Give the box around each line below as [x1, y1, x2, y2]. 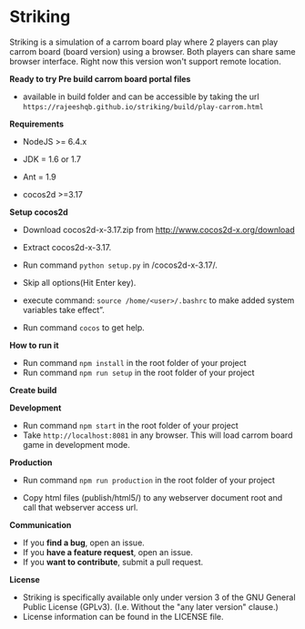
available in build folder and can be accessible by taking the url [22, 91, 259, 102]
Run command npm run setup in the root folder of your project [22, 367, 255, 378]
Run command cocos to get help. [22, 321, 146, 333]
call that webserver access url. [22, 502, 138, 512]
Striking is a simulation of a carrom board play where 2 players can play [9, 36, 279, 47]
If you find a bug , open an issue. [22, 537, 146, 548]
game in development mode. [22, 439, 130, 450]
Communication [9, 519, 72, 530]
